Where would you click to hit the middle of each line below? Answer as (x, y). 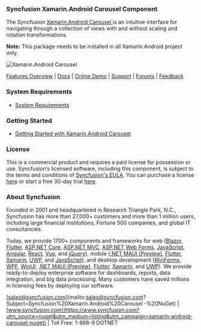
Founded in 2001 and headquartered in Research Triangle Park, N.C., (91, 210)
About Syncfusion (33, 197)
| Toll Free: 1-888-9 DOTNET (83, 323)
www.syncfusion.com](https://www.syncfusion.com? (74, 310)
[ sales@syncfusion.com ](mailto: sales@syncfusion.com (75, 297)
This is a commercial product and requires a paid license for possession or (98, 162)
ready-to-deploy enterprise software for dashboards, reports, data (88, 273)
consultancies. (24, 229)
